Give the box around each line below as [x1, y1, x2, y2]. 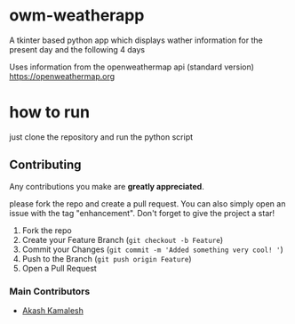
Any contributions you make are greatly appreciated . [9, 181, 204, 191]
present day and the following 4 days [9, 44, 145, 54]
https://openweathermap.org [9, 70, 116, 81]
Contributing [9, 158, 82, 173]
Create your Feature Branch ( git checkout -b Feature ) [21, 234, 224, 245]
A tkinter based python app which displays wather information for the [9, 35, 264, 45]
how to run [9, 102, 91, 123]
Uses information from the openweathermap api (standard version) [9, 61, 255, 72]
